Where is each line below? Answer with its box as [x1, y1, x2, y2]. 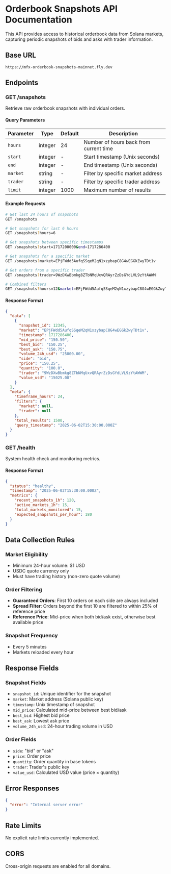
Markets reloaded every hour [12, 649, 74, 655]
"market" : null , [18, 404, 53, 409]
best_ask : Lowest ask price [12, 718, 70, 724]
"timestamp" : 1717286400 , [18, 332, 74, 337]
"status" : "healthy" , [10, 483, 56, 489]
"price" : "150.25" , [18, 361, 60, 366]
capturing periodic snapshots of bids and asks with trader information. [5, 36, 153, 42]
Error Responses [5, 784, 60, 793]
